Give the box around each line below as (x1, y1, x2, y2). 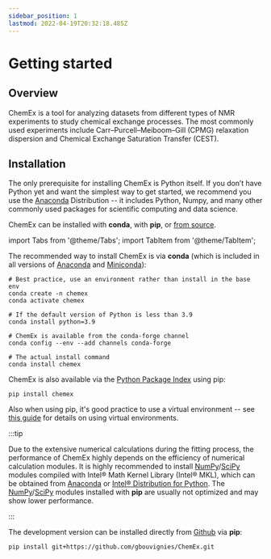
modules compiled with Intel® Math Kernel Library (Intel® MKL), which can (8, 470, 256, 480)
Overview (8, 87, 59, 100)
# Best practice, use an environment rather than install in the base (8, 276, 251, 284)
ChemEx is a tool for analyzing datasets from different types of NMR (8, 108, 236, 117)
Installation (8, 157, 66, 171)
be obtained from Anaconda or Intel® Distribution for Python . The (8, 479, 226, 489)
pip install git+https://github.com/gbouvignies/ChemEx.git (8, 543, 215, 551)
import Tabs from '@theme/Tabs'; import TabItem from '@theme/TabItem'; (8, 235, 256, 245)
